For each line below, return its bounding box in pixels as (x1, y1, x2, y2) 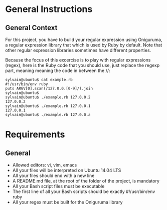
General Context (5, 23, 58, 32)
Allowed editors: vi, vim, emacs (12, 162, 77, 168)
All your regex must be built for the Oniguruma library (12, 199, 123, 205)
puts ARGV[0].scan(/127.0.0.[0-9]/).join (5, 86, 93, 91)
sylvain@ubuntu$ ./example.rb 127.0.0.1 (5, 103, 91, 108)
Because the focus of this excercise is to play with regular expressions (5, 57, 151, 63)
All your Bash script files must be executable (12, 183, 105, 189)
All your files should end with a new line (12, 172, 95, 178)
